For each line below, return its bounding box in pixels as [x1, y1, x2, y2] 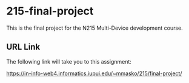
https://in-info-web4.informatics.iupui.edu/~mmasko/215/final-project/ [6, 70, 182, 77]
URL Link [6, 42, 41, 52]
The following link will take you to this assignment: [6, 58, 132, 65]
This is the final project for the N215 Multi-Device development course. [6, 24, 183, 32]
